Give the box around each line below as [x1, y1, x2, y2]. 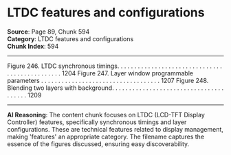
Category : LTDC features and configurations [7, 34, 134, 43]
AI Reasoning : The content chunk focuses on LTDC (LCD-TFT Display [7, 110, 205, 119]
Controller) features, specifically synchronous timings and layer [7, 118, 187, 126]
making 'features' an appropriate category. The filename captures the [7, 132, 205, 141]
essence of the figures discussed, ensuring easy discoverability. [7, 139, 190, 148]
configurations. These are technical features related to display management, [7, 125, 223, 133]
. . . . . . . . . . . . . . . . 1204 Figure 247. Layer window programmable [7, 69, 194, 77]
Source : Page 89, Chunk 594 [7, 27, 90, 36]
